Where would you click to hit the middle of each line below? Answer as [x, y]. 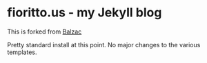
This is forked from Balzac [45, 32]
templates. [22, 52]
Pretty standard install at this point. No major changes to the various [104, 45]
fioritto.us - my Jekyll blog [85, 13]
